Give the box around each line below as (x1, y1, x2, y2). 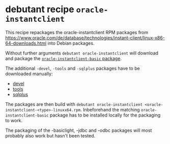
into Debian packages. (47, 40, 95, 46)
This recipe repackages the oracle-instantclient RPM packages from (5, 29, 149, 35)
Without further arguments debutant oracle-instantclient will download (5, 50, 159, 56)
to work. (5, 117, 23, 123)
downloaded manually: (5, 70, 53, 77)
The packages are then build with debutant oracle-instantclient (5, 101, 143, 107)
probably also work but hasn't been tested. (5, 132, 96, 138)
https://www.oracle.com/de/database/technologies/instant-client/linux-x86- (5, 35, 165, 41)
